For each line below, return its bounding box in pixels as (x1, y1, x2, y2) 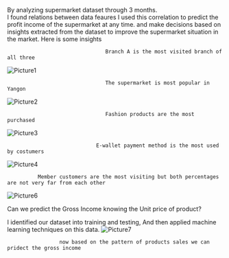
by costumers (7, 148, 45, 155)
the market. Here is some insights (7, 35, 102, 43)
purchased (7, 117, 36, 124)
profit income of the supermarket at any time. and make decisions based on (7, 21, 221, 28)
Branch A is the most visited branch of (105, 48, 223, 55)
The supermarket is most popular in (105, 80, 210, 86)
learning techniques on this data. (7, 226, 100, 233)
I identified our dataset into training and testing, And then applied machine (7, 218, 217, 226)
